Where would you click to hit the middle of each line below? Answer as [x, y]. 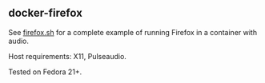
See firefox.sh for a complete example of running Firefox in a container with [133, 32]
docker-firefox [45, 13]
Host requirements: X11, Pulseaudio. [67, 56]
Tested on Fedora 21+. [45, 72]
